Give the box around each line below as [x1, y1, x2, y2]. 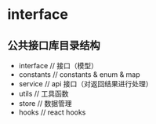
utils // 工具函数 [18, 89, 69, 98]
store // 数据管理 [18, 99, 72, 108]
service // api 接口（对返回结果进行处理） [18, 79, 153, 88]
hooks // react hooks [18, 108, 86, 117]
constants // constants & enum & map [18, 70, 140, 79]
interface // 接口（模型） [18, 61, 99, 70]
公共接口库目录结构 [7, 38, 100, 52]
